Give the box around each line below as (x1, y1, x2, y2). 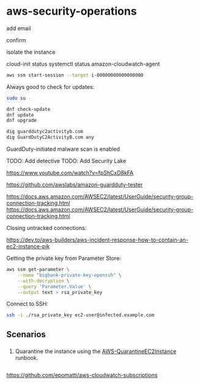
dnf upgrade (6, 118, 37, 124)
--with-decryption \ (17, 278, 70, 284)
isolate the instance (6, 48, 56, 56)
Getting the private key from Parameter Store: (6, 254, 121, 262)
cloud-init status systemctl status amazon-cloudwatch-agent (6, 60, 160, 67)
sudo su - (6, 95, 32, 101)
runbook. (15, 354, 39, 361)
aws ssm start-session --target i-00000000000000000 (6, 72, 144, 78)
